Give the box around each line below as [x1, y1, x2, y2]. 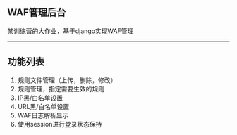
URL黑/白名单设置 [17, 102, 70, 110]
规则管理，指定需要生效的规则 [17, 84, 104, 93]
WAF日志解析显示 [17, 111, 69, 120]
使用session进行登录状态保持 [17, 120, 102, 128]
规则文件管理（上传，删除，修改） [17, 76, 117, 84]
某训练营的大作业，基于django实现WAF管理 [7, 27, 134, 35]
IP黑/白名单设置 [17, 94, 63, 102]
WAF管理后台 [7, 6, 66, 19]
